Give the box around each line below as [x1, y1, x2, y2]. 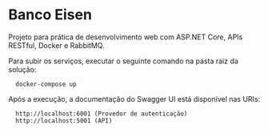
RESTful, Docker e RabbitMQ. [8, 40, 106, 50]
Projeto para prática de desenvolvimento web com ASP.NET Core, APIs [8, 32, 243, 42]
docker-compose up [15, 80, 78, 88]
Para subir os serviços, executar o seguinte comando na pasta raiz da [8, 56, 238, 66]
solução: [8, 64, 37, 74]
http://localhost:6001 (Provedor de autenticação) [15, 110, 188, 118]
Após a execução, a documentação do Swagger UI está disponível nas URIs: [8, 94, 261, 103]
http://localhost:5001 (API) [15, 116, 113, 125]
